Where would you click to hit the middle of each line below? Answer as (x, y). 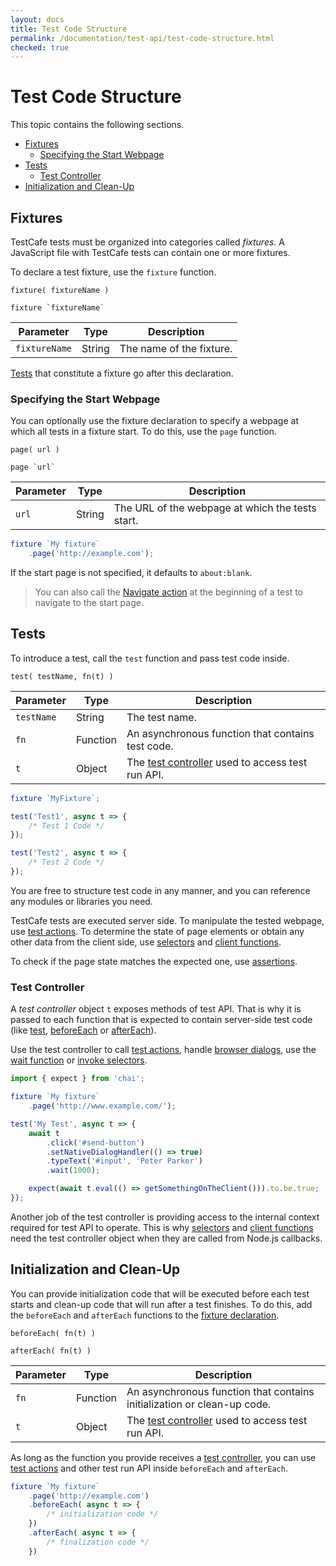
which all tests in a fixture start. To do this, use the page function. (144, 432)
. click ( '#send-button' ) (95, 1142)
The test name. (161, 717)
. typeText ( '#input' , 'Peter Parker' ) (124, 1161)
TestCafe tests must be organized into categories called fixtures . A (147, 242)
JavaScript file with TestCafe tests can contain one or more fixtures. (150, 252)
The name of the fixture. (176, 348)
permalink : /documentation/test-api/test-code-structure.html (142, 38)
